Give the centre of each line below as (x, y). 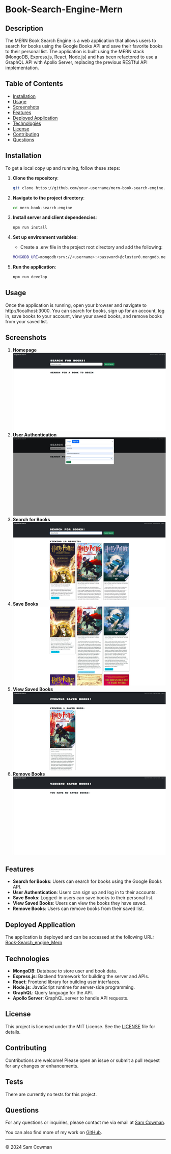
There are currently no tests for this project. (51, 1094)
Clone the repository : (36, 178)
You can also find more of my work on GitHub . (54, 1133)
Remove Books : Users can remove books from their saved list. (78, 908)
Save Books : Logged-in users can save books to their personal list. (83, 898)
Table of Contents (34, 84)
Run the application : (34, 267)
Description (24, 28)
